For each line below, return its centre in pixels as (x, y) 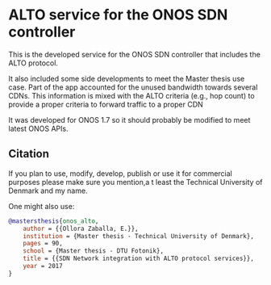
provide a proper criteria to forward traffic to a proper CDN (106, 104)
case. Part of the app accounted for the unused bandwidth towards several (133, 87)
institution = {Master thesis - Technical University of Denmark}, (138, 236)
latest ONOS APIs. (38, 128)
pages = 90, (43, 244)
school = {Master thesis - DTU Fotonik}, (93, 251)
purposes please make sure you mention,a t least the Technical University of (135, 182)
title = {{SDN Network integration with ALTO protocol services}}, (138, 259)
